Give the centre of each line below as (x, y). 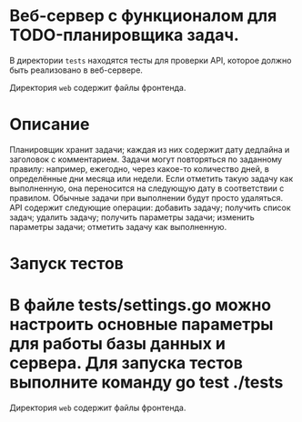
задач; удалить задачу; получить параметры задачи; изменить (132, 217)
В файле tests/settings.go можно (140, 305)
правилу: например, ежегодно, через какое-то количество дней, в (140, 168)
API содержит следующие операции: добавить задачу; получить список (150, 207)
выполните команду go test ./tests (146, 382)
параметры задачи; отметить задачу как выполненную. (118, 226)
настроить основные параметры (141, 325)
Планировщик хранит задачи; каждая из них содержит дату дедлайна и (150, 149)
